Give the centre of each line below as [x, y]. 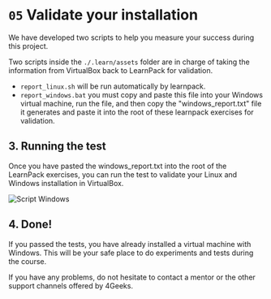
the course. [28, 261]
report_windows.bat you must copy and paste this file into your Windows [142, 94]
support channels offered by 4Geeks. [71, 285]
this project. [28, 45]
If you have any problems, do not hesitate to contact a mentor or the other [132, 277]
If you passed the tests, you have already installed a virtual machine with [130, 244]
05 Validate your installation [103, 15]
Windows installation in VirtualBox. [66, 183]
